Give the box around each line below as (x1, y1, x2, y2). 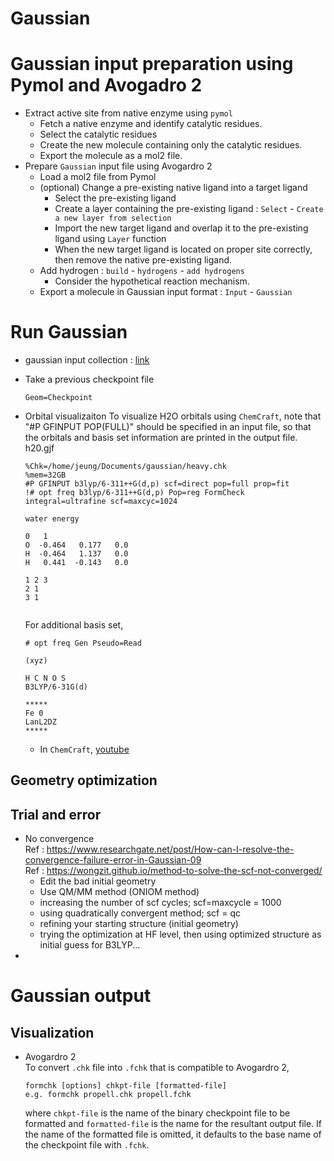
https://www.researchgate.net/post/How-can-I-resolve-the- (46, 843, 295, 856)
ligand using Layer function (54, 233, 167, 245)
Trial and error (10, 806, 102, 823)
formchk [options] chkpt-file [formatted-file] (24, 1081, 227, 1091)
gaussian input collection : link (24, 354, 150, 366)
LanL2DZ (24, 717, 57, 727)
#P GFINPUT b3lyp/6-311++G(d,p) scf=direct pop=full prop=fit (24, 479, 290, 489)
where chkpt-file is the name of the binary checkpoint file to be (24, 1107, 291, 1119)
